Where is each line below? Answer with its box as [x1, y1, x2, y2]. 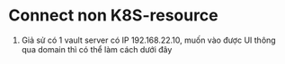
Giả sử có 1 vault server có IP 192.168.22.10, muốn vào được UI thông [21, 35, 276, 45]
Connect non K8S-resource [8, 5, 218, 26]
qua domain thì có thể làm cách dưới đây [21, 44, 173, 54]
